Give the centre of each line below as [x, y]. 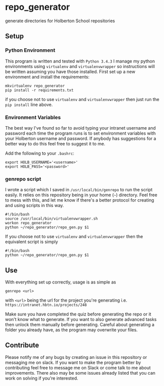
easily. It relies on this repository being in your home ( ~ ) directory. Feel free [81, 195]
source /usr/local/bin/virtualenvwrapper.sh [51, 219]
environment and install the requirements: [47, 77]
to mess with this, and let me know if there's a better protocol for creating [80, 200]
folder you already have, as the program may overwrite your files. [71, 330]
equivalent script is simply [32, 242]
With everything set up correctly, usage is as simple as [61, 282]
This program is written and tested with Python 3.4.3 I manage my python [80, 61]
